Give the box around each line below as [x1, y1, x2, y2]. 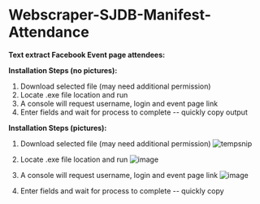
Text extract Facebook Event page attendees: [8, 50, 165, 59]
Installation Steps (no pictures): [8, 65, 118, 75]
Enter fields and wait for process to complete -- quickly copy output [19, 107, 248, 117]
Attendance [8, 23, 89, 41]
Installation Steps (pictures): [8, 123, 107, 132]
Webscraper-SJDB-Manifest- [8, 6, 211, 24]
